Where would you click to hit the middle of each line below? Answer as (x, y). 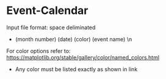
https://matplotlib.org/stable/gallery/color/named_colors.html (83, 57)
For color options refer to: (38, 51)
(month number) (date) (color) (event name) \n (74, 39)
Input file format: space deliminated (51, 27)
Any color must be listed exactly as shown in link (76, 69)
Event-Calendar (47, 11)
